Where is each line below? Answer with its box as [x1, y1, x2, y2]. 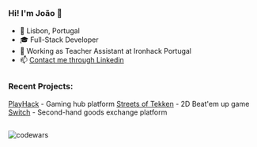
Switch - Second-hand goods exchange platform [8, 107, 168, 117]
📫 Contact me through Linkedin [19, 55, 124, 64]
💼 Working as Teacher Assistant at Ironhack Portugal [19, 46, 192, 55]
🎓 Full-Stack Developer [19, 35, 99, 44]
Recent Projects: [8, 81, 74, 92]
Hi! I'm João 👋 [8, 8, 62, 19]
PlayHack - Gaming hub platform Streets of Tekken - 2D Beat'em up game [8, 99, 250, 108]
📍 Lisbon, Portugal [19, 25, 81, 36]
